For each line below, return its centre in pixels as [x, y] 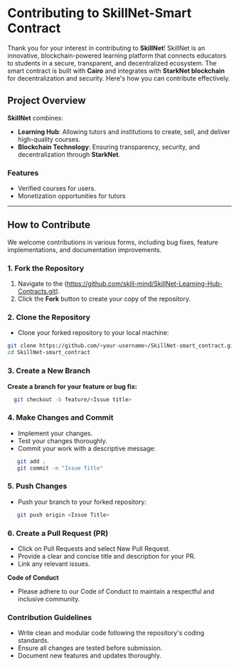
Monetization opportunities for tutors [71, 196]
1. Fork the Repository [46, 268]
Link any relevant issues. [54, 564]
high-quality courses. [49, 139]
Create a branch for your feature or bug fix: [72, 386]
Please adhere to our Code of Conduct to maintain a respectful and [116, 591]
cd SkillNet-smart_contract [49, 353]
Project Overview [47, 101]
